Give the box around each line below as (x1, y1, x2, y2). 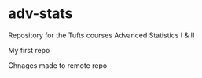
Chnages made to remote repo (8, 60, 108, 70)
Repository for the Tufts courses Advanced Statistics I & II (8, 30, 195, 40)
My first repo (8, 45, 50, 55)
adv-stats (8, 5, 73, 23)
